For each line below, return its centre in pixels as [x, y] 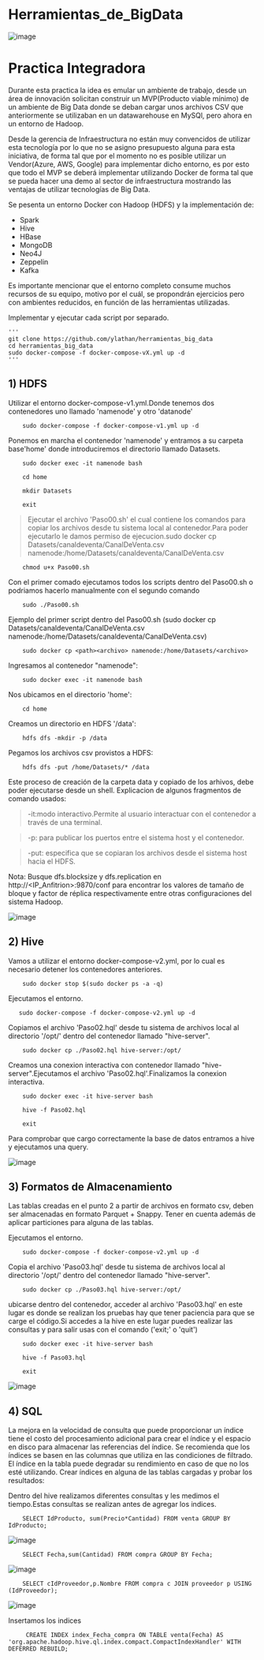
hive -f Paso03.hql [54, 1358]
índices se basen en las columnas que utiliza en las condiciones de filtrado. [130, 1456]
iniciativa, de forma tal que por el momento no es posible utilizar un [117, 156]
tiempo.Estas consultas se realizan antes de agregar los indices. [112, 1504]
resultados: [26, 1481]
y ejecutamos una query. [48, 1147]
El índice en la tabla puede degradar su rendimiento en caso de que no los [129, 1464]
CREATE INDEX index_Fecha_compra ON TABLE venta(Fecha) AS [125, 1636]
